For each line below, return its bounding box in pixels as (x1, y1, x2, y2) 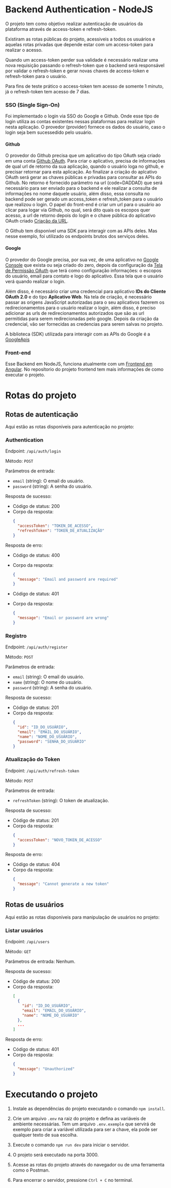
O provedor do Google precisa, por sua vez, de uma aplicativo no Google (5, 256, 159, 263)
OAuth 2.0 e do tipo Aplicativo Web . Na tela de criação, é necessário (5, 293, 152, 300)
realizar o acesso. (5, 47, 43, 53)
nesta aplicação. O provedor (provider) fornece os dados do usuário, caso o (5, 124, 165, 130)
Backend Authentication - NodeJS (5, 4, 153, 15)
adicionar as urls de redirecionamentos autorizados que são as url (5, 310, 144, 316)
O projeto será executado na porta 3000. (12, 1152, 99, 1158)
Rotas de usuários (5, 900, 64, 909)
